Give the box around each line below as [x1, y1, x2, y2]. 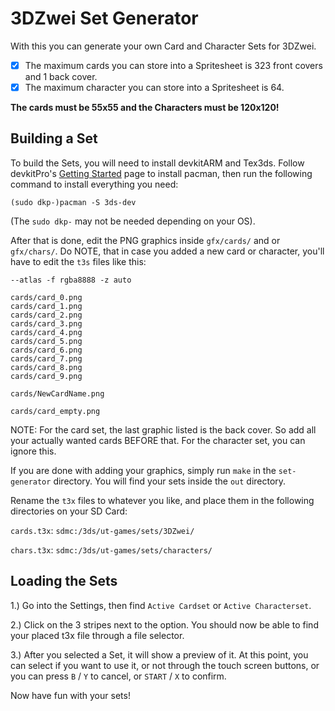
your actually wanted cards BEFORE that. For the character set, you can [10, 434, 306, 446]
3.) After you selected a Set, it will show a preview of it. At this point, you [10, 648, 309, 661]
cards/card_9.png [10, 371, 83, 381]
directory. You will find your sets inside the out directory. [53, 475, 287, 487]
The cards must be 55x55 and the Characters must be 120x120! [10, 102, 280, 114]
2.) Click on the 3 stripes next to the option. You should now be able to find [10, 618, 319, 631]
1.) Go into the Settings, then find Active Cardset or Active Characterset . [10, 599, 312, 611]
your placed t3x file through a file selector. [10, 629, 185, 641]
